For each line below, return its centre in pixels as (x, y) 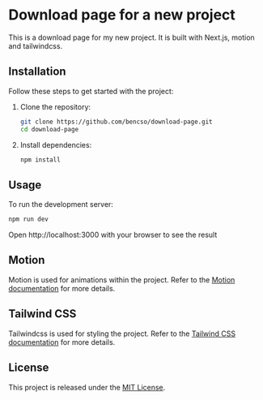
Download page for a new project (122, 15)
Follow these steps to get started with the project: (91, 91)
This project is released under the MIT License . (87, 387)
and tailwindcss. (36, 45)
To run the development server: (61, 204)
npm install (40, 160)
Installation (37, 72)
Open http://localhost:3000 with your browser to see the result (113, 235)
